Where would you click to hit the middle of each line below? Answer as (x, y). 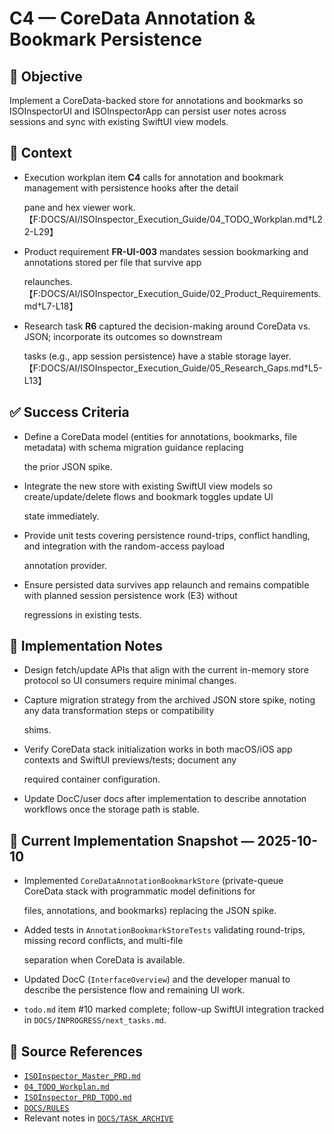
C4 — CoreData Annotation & (132, 18)
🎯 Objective (46, 76)
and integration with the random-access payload (124, 546)
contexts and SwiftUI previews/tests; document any (130, 760)
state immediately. (61, 516)
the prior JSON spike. (68, 466)
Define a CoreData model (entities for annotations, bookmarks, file (160, 436)
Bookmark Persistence (105, 39)
